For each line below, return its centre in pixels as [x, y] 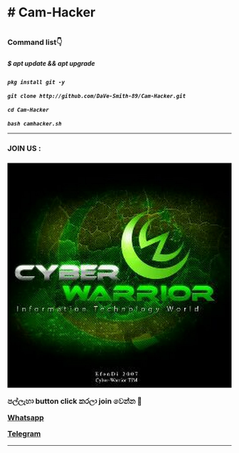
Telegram [24, 434]
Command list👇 [35, 42]
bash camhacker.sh [34, 123]
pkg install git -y [36, 82]
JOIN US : [24, 148]
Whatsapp [26, 417]
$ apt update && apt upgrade [51, 63]
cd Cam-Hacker [28, 110]
